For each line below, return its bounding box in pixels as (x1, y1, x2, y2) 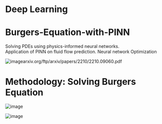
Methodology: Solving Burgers (5, 76, 136, 88)
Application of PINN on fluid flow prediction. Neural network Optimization (5, 49, 157, 55)
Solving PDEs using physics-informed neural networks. (5, 43, 120, 49)
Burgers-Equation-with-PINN (5, 27, 130, 38)
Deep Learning (5, 4, 68, 15)
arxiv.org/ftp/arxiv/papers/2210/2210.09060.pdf (23, 58, 122, 65)
